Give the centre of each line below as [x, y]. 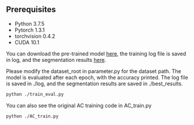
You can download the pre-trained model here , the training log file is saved [96, 53]
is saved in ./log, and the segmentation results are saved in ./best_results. [94, 84]
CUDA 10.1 [27, 42]
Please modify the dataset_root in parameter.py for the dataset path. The [93, 71]
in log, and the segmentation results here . [56, 60]
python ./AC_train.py [32, 116]
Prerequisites [31, 10]
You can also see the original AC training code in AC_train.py [79, 105]
